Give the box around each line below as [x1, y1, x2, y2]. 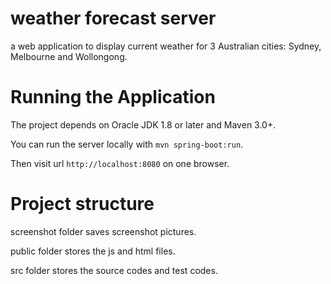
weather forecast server [10, 7, 217, 30]
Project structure [10, 193, 155, 216]
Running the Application [10, 86, 216, 109]
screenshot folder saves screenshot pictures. [10, 225, 197, 237]
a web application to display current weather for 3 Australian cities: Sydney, [10, 40, 322, 52]
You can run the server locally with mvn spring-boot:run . [10, 138, 244, 150]
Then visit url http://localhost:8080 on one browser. [10, 157, 230, 169]
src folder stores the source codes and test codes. [10, 264, 218, 276]
